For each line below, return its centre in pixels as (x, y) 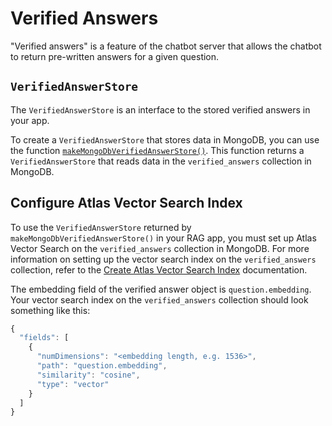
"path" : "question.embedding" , (102, 366)
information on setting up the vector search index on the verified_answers (163, 259)
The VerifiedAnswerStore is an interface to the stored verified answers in (160, 109)
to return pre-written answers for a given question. (115, 56)
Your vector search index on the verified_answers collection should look (159, 299)
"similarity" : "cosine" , (88, 375)
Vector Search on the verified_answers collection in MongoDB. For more (160, 248)
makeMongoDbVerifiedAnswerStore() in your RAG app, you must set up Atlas (163, 238)
